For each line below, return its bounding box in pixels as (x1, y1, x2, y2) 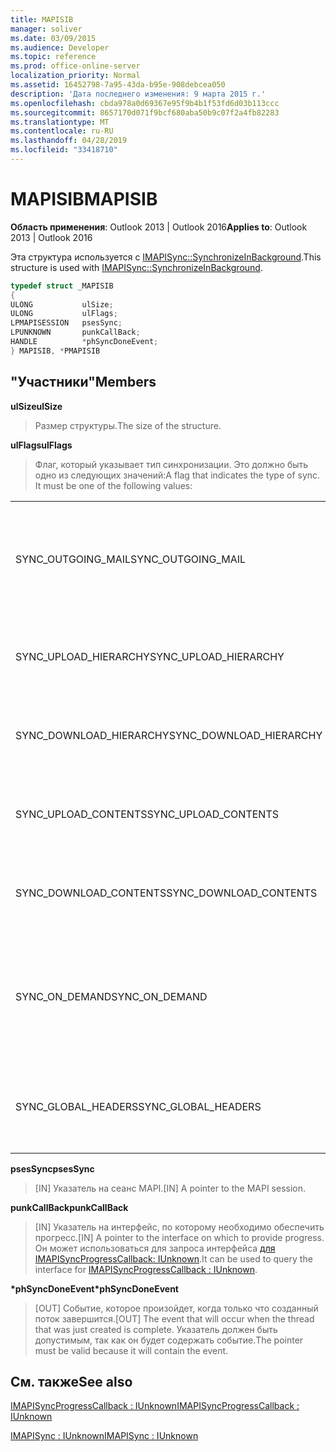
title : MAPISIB (10, 14, 74, 25)
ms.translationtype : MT (10, 117, 110, 127)
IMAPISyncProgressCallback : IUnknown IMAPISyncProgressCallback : (10, 1400, 300, 1412)
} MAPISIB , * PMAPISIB (10, 346, 101, 356)
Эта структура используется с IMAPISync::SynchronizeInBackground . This (10, 251, 322, 263)
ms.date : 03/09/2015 (10, 33, 97, 43)
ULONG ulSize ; (10, 299, 114, 310)
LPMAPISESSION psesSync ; (10, 318, 123, 328)
